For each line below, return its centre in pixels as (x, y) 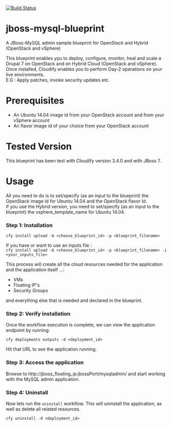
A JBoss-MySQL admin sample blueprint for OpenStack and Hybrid (77, 43)
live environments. (25, 74)
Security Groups (31, 291)
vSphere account (32, 120)
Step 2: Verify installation (38, 314)
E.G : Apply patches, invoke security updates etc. (58, 80)
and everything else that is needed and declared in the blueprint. (74, 300)
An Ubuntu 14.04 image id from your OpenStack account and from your (89, 115)
